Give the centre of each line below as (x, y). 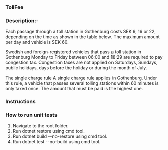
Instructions (21, 102)
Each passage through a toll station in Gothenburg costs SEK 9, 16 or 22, (81, 32)
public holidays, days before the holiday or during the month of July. (76, 68)
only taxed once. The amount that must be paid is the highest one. (74, 89)
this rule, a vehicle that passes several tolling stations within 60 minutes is (82, 83)
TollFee (14, 7)
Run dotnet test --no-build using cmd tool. (57, 142)
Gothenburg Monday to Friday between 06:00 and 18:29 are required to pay (84, 57)
